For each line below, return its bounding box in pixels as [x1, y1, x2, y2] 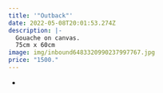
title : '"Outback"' [8, 11, 74, 20]
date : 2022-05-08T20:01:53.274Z [8, 19, 116, 27]
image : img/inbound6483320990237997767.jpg [8, 48, 156, 56]
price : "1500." [8, 56, 59, 64]
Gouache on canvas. [15, 33, 81, 42]
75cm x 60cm [15, 41, 56, 49]
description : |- [8, 26, 62, 34]
